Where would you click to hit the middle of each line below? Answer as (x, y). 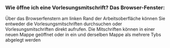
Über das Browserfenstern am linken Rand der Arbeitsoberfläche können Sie (85, 19)
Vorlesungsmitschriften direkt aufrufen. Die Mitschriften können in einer (80, 29)
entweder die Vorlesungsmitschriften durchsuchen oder (64, 24)
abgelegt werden (23, 40)
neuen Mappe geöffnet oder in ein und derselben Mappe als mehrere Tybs (83, 35)
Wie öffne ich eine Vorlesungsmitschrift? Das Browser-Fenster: (85, 8)
